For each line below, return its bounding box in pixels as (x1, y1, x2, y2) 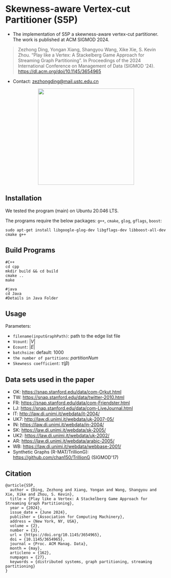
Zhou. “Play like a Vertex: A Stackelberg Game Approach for (17, 52, 144, 58)
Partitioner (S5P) (5, 14, 78, 26)
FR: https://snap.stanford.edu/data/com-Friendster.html (12, 400, 130, 406)
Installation (5, 194, 42, 203)
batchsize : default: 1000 (12, 349, 64, 356)
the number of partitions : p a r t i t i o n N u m (12, 355, 99, 361)
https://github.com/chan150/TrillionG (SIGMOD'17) (12, 454, 119, 460)
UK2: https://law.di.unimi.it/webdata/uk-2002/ (12, 433, 110, 439)
